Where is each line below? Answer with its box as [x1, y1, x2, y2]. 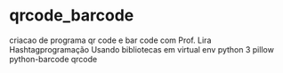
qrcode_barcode [9, 5, 134, 26]
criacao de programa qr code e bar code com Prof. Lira [9, 35, 212, 45]
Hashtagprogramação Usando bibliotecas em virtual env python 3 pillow [9, 44, 274, 54]
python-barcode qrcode [9, 53, 98, 64]
